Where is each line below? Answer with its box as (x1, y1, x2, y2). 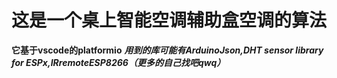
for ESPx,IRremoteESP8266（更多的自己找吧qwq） (11, 56, 226, 68)
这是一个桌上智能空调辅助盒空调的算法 (11, 9, 328, 32)
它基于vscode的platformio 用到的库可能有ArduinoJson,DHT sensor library (11, 44, 324, 56)
